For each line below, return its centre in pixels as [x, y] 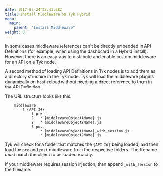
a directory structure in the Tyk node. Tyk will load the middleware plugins [80, 77]
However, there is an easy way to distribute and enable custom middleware [81, 56]
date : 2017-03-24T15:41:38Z [34, 10]
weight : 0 [15, 32]
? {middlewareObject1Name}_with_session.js [85, 131]
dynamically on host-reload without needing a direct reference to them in [79, 82]
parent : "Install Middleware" [45, 28]
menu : [10, 19]
